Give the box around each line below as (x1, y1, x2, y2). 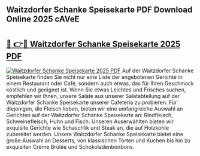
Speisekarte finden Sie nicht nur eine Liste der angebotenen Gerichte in (6, 74, 183, 80)
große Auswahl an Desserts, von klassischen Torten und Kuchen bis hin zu (6, 137, 190, 144)
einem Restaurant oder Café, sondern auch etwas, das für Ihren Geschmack (6, 80, 195, 87)
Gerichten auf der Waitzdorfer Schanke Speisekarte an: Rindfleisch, (6, 112, 174, 118)
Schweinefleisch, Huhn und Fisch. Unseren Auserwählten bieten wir (6, 118, 174, 125)
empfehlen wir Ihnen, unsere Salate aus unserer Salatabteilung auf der (6, 93, 180, 99)
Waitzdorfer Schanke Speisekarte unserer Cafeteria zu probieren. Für (6, 99, 177, 106)
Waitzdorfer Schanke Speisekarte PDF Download (6, 5, 193, 15)
